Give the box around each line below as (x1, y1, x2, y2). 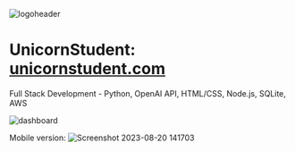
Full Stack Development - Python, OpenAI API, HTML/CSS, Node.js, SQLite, (9, 88, 286, 98)
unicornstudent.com (9, 59, 166, 80)
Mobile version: (9, 132, 67, 143)
